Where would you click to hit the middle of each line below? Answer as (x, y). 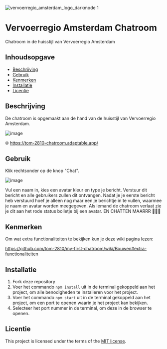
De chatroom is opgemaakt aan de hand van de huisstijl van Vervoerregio (81, 118)
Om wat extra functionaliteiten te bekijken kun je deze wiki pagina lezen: (79, 239)
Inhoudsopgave (30, 57)
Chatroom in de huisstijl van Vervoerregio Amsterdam (60, 41)
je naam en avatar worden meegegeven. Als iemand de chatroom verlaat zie (83, 206)
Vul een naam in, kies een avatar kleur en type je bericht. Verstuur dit (76, 190)
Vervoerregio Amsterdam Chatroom (81, 28)
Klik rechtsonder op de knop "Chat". (42, 171)
